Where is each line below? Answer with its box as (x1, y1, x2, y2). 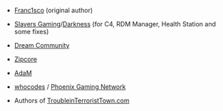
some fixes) (14, 28, 49, 36)
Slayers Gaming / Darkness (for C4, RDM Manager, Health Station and (14, 20, 216, 28)
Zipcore (14, 55, 38, 63)
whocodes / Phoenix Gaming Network (14, 83, 126, 91)
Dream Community (14, 41, 70, 49)
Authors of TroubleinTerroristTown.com (14, 96, 130, 105)
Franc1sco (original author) (14, 6, 93, 14)
